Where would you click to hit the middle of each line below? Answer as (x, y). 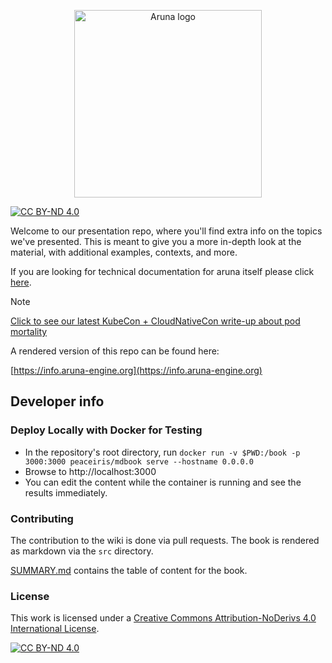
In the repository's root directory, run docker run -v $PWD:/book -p (162, 452)
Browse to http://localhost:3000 (90, 471)
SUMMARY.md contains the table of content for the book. (129, 570)
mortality (29, 331)
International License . (55, 629)
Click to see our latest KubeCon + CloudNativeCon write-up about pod (155, 321)
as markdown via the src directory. (82, 551)
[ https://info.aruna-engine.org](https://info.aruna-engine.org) (136, 370)
